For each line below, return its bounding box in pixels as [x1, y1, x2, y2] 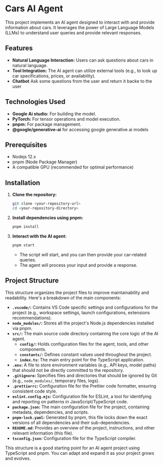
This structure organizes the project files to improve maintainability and [5, 289, 149, 295]
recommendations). [12, 315, 52, 321]
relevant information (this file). [12, 430, 74, 436]
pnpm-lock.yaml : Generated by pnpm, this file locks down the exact [12, 414, 148, 420]
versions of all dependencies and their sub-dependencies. [12, 420, 131, 426]
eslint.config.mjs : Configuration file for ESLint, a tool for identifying [12, 393, 152, 399]
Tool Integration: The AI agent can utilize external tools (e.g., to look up [12, 68, 158, 73]
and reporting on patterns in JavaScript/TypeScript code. [12, 398, 128, 404]
